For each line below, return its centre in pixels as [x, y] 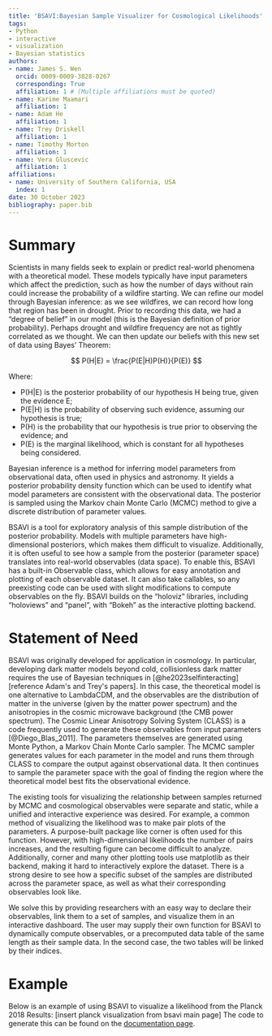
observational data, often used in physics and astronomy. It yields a [121, 477]
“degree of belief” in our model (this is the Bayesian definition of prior [125, 319]
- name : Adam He [36, 115]
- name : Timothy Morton [49, 144]
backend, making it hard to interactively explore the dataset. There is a [126, 866]
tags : [17, 24]
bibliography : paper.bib [50, 205]
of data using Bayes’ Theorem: [60, 345]
